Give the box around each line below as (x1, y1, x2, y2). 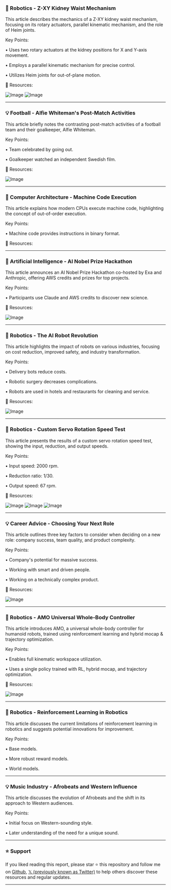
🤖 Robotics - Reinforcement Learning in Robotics (5, 709, 128, 716)
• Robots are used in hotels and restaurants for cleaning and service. (5, 388, 150, 395)
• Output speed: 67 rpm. (5, 482, 57, 488)
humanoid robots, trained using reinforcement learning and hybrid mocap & (5, 631, 164, 637)
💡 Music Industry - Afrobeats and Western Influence (5, 783, 137, 790)
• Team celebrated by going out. (5, 146, 74, 152)
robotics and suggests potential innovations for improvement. (5, 725, 134, 732)
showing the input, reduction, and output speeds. (5, 443, 108, 449)
